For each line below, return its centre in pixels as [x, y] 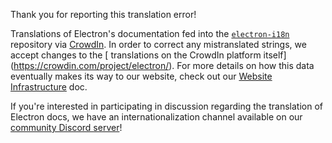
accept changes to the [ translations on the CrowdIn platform [136, 55]
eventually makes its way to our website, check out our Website [141, 76]
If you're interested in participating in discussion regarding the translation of [166, 106]
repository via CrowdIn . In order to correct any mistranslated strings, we [158, 44]
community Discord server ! [66, 127]
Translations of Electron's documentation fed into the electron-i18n [150, 33]
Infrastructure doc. [49, 87]
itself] [275, 55]
